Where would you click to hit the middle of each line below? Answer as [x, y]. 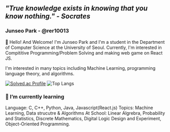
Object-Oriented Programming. [38, 124]
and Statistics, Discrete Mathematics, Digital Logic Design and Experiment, [83, 118]
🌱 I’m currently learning [35, 96]
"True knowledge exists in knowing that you [77, 8]
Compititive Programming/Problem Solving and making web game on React [84, 52]
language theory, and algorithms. [40, 73]
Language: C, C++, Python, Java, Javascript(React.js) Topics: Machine [79, 108]
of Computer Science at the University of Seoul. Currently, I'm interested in [84, 47]
